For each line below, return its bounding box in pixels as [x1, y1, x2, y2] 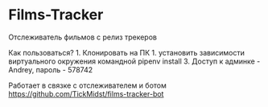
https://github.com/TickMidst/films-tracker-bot [8, 88, 164, 98]
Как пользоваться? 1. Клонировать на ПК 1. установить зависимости [8, 47, 245, 57]
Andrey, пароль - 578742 [8, 64, 93, 74]
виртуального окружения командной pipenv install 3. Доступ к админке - [8, 56, 261, 66]
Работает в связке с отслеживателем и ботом [8, 80, 167, 90]
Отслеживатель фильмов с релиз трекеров [8, 32, 157, 42]
